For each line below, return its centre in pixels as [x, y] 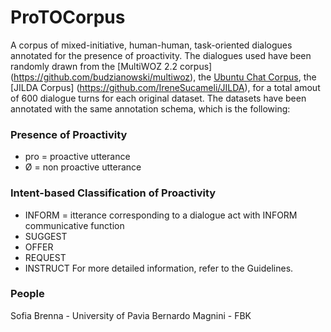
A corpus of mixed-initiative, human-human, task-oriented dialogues [151, 45]
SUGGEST [46, 236]
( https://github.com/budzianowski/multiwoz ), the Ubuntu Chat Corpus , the [163, 77]
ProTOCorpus [68, 17]
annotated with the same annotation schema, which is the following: [150, 108]
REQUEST [45, 257]
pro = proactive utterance [77, 157]
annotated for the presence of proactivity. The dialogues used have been [161, 55]
